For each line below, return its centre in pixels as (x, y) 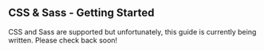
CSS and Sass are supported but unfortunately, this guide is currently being (132, 31)
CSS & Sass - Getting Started (81, 13)
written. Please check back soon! (63, 40)
